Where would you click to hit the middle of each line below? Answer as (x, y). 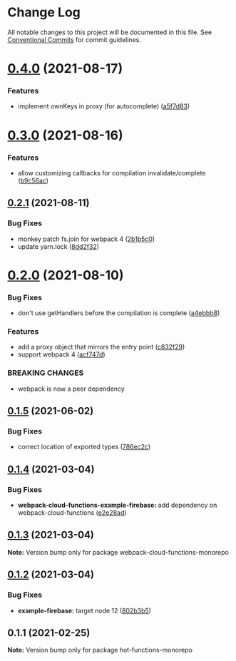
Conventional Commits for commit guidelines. (74, 39)
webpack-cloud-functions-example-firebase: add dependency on (117, 505)
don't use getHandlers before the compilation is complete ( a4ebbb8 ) (119, 313)
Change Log (44, 12)
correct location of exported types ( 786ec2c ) (84, 447)
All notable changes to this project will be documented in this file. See (110, 32)
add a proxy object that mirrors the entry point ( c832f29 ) (101, 347)
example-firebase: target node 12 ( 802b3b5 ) (84, 610)
